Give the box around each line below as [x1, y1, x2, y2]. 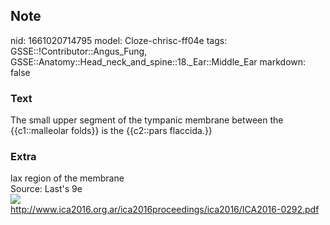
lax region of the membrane [10, 172, 125, 184]
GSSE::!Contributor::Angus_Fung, [10, 45, 148, 57]
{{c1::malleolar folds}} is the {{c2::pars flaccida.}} [10, 125, 213, 137]
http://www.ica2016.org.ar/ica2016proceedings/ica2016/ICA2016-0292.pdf [10, 204, 320, 216]
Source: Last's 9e [10, 183, 83, 195]
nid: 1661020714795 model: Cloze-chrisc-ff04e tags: [10, 34, 228, 46]
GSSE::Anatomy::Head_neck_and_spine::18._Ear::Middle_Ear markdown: [10, 55, 307, 68]
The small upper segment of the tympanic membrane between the [10, 114, 284, 126]
